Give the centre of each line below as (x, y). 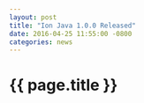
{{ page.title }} (64, 85)
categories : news (41, 42)
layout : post (33, 17)
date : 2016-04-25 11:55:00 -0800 (71, 33)
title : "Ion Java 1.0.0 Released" (73, 26)
